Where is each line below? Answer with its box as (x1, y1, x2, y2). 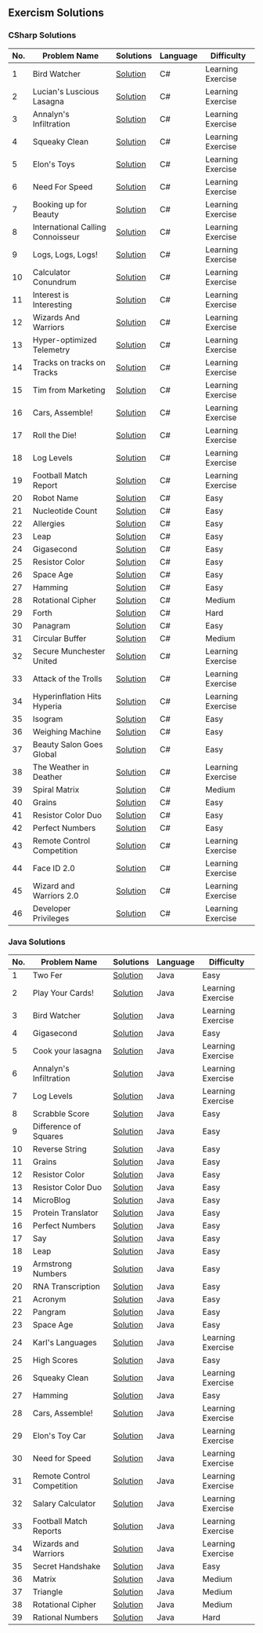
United (32, 655, 57, 666)
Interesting (32, 298, 73, 309)
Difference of (32, 1121, 81, 1132)
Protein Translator (32, 1207, 99, 1218)
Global (32, 749, 57, 760)
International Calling (32, 222, 107, 233)
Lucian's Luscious (32, 86, 99, 97)
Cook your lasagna (32, 1045, 102, 1056)
